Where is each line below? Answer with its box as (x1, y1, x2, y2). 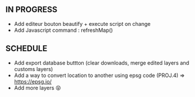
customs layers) (14, 65, 54, 72)
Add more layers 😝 (14, 84, 61, 91)
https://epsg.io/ (14, 78, 52, 85)
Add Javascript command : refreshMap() (14, 26, 113, 34)
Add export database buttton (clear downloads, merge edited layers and (14, 59, 190, 66)
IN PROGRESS (5, 5, 58, 15)
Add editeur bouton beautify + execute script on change (14, 20, 151, 27)
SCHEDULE (5, 44, 48, 53)
